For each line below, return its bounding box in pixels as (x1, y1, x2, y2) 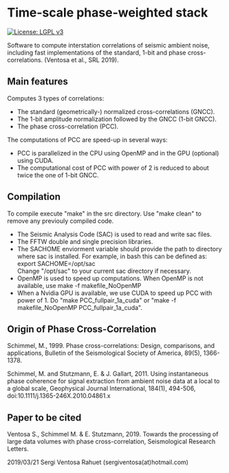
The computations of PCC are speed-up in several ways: (7, 135, 168, 144)
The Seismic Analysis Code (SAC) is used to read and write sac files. (17, 230, 212, 238)
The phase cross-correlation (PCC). (17, 122, 119, 131)
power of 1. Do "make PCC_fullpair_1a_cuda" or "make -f (17, 296, 177, 305)
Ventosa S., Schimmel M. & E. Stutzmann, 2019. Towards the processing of (7, 430, 219, 438)
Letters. (7, 445, 29, 453)
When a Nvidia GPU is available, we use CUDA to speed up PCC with (17, 289, 212, 297)
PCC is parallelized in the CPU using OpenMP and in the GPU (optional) (17, 148, 219, 157)
